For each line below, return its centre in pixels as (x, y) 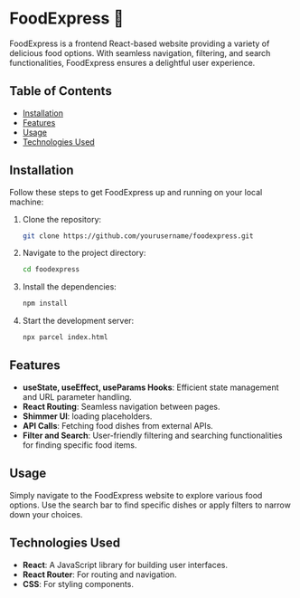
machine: (27, 202)
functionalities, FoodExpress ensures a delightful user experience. (132, 62)
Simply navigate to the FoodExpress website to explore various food (136, 495)
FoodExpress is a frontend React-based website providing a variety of (140, 43)
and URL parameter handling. (77, 396)
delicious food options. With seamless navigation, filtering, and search (140, 52)
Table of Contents (61, 91)
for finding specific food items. (80, 445)
